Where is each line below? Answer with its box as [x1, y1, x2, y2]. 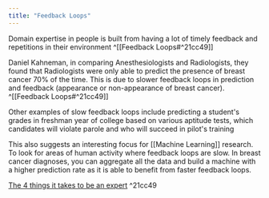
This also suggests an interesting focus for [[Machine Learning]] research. [8, 139, 254, 148]
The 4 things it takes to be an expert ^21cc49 [8, 180, 158, 190]
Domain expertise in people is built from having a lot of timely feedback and [8, 34, 258, 43]
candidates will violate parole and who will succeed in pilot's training [8, 124, 235, 133]
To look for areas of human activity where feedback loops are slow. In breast [8, 148, 261, 157]
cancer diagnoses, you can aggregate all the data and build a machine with [8, 156, 256, 166]
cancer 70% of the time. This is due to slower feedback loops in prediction [8, 74, 255, 84]
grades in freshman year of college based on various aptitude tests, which [8, 115, 254, 125]
